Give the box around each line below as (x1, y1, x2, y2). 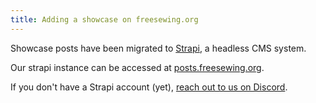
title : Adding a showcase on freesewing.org (10, 14, 199, 25)
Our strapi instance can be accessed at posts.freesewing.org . (10, 61, 265, 73)
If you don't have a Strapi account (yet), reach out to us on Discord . (10, 81, 288, 93)
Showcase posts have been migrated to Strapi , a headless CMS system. (10, 42, 307, 54)
